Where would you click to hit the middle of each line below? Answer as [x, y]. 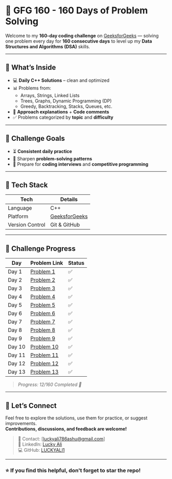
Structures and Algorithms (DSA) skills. [48, 46]
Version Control [27, 225]
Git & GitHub [65, 225]
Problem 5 [43, 305]
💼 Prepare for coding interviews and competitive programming [80, 164]
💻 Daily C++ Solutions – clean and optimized [61, 80]
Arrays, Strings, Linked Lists [50, 95]
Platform [18, 216]
